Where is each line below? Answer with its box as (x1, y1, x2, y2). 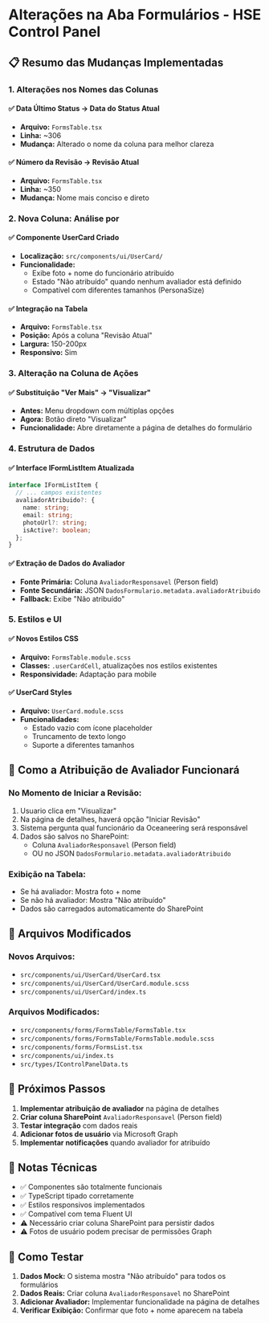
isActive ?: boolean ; (22, 526, 92, 534)
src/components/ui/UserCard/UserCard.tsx (19, 970, 161, 979)
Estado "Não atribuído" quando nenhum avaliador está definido (31, 277, 243, 287)
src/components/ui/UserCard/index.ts (19, 988, 147, 996)
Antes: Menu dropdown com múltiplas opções (19, 406, 174, 415)
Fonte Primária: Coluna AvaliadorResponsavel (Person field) (19, 577, 219, 586)
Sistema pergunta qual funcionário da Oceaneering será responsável (19, 823, 248, 832)
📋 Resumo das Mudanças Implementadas (8, 55, 224, 69)
